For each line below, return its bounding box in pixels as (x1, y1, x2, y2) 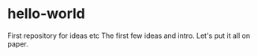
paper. (7, 39, 28, 48)
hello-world (7, 5, 86, 23)
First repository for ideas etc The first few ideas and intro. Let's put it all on (7, 31, 250, 40)
